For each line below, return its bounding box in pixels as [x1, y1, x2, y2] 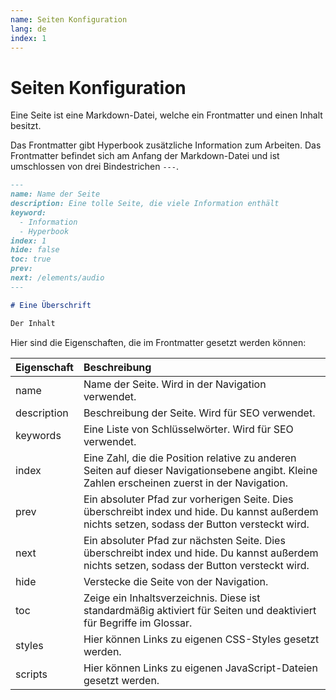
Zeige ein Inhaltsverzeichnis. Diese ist [83, 591, 261, 605]
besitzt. [10, 120, 42, 132]
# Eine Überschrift [10, 300, 92, 310]
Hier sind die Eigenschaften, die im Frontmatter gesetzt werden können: [10, 336, 307, 348]
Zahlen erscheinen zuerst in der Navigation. [83, 476, 289, 490]
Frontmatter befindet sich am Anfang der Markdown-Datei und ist [10, 150, 280, 162]
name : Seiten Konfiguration [10, 14, 128, 25]
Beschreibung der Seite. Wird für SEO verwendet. [83, 406, 316, 420]
